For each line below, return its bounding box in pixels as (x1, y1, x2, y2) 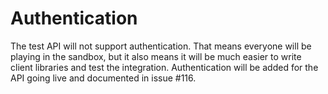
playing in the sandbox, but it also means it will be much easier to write (10, 50, 302, 62)
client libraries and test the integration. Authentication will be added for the (10, 61, 319, 73)
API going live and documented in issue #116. (10, 72, 197, 84)
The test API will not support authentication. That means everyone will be (10, 40, 312, 52)
